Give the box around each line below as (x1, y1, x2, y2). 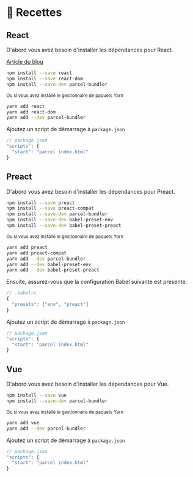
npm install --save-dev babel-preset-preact (6, 223, 122, 229)
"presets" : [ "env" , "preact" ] (12, 302, 89, 308)
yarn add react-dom (6, 109, 56, 115)
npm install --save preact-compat (6, 205, 95, 212)
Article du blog (6, 58, 44, 65)
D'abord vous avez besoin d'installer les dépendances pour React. (6, 46, 173, 53)
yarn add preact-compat (6, 250, 67, 256)
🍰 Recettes (6, 6, 62, 20)
